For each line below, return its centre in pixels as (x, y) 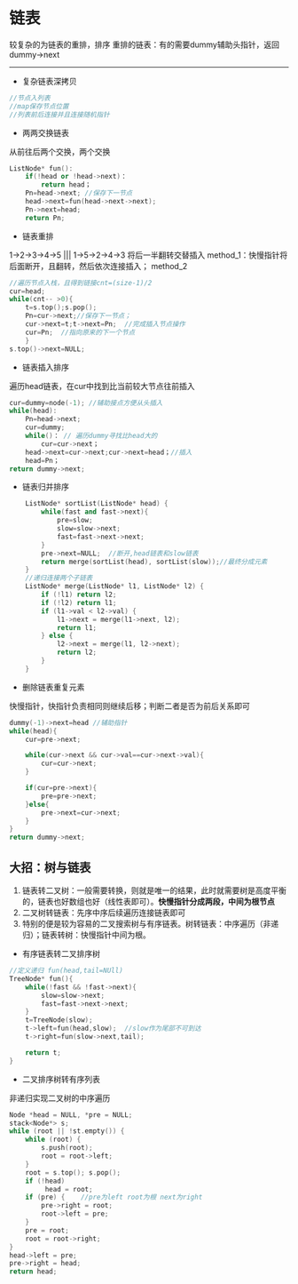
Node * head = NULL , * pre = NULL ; (71, 1115)
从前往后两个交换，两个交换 (60, 151)
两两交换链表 (45, 132)
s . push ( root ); (67, 1148)
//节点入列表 (30, 98)
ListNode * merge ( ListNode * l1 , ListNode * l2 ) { (114, 586)
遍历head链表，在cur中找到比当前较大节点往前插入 (102, 386)
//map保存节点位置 (39, 106)
